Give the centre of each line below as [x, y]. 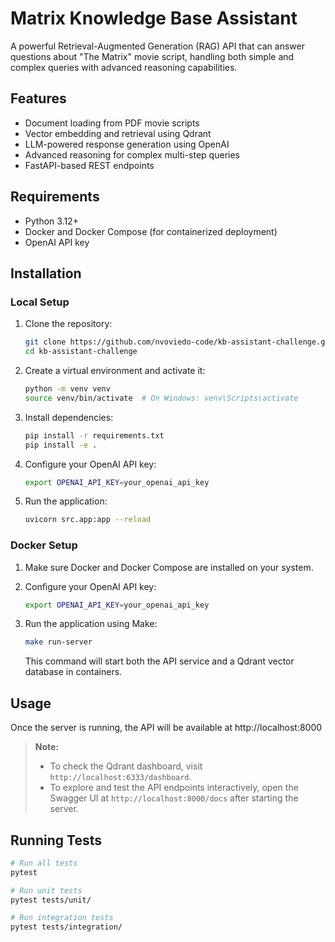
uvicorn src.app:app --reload [88, 520]
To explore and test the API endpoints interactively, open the [174, 788]
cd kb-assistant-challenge [81, 352]
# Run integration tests [62, 918]
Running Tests [56, 840]
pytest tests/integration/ [66, 927]
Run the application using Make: [91, 624]
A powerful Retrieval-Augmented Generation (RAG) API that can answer [157, 46]
